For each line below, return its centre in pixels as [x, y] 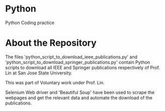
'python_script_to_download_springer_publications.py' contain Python [78, 62]
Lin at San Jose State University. [39, 73]
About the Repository [51, 43]
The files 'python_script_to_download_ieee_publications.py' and [71, 57]
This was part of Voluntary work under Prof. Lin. [55, 82]
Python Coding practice [30, 23]
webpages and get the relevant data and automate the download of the [79, 97]
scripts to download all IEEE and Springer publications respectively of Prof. [82, 67]
